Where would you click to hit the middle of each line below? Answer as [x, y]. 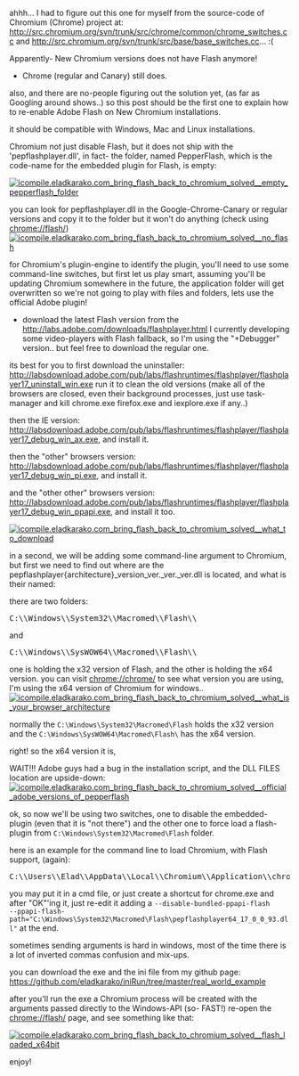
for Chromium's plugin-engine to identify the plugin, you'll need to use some [149, 265]
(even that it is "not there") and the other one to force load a [144, 823]
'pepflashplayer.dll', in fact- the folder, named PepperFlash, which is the [141, 156]
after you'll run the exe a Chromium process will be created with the [133, 999]
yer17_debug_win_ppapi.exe [60, 512]
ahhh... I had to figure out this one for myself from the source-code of [137, 13]
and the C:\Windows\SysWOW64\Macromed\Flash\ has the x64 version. [133, 734]
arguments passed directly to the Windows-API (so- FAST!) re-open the [141, 1008]
